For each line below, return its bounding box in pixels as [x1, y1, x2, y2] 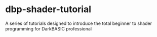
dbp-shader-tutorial [5, 4, 92, 15]
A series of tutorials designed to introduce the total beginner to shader [5, 20, 152, 26]
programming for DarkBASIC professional [5, 25, 92, 31]
